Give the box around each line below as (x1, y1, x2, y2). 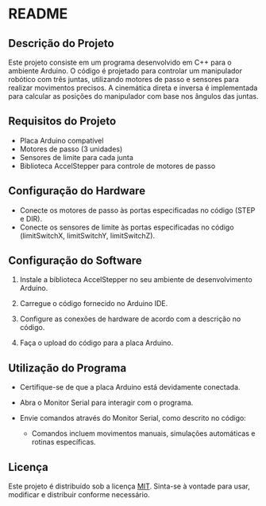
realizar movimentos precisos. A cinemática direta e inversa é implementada (8, 83, 258, 92)
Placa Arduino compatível (19, 135, 104, 145)
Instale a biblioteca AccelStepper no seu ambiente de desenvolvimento (19, 275, 253, 284)
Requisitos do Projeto (8, 115, 117, 128)
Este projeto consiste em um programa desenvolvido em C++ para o (8, 57, 232, 67)
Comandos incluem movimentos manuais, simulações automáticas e (31, 429, 256, 438)
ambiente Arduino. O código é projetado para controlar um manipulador (8, 66, 243, 76)
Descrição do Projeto (8, 37, 114, 50)
